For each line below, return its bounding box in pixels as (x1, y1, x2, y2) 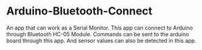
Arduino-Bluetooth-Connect (6, 4, 153, 18)
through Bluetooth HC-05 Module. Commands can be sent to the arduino (6, 30, 189, 37)
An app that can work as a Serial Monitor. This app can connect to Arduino (6, 24, 193, 31)
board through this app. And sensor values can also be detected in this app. (6, 37, 197, 44)
